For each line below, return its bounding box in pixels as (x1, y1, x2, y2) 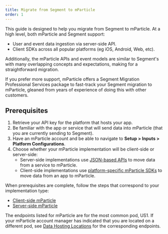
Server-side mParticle (12, 203, 58, 209)
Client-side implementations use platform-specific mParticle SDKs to (20, 167, 162, 173)
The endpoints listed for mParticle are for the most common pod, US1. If (5, 212, 154, 218)
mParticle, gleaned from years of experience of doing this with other (5, 86, 146, 92)
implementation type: (5, 188, 49, 194)
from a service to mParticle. (20, 162, 78, 168)
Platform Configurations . (12, 141, 66, 147)
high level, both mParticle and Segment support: (5, 31, 105, 37)
